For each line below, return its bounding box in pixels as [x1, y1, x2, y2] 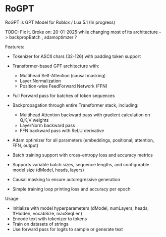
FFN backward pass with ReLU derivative [19, 127, 104, 134]
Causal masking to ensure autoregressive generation [12, 176, 120, 182]
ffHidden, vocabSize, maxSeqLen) [12, 210, 83, 216]
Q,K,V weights [19, 117, 49, 123]
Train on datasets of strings [12, 221, 69, 227]
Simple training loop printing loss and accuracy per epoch [12, 186, 131, 192]
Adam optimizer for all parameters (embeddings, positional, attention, [12, 137, 155, 143]
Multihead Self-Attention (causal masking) [19, 72, 106, 78]
